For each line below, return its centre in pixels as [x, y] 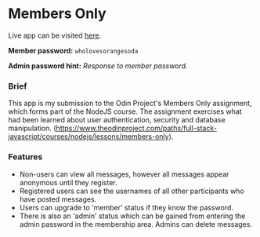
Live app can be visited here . [55, 35]
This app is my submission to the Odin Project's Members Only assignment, [130, 104]
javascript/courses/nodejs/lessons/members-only [89, 137]
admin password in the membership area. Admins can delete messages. [136, 224]
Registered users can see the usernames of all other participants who [132, 191]
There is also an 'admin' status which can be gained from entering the [132, 216]
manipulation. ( [32, 128]
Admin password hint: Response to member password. [98, 66]
